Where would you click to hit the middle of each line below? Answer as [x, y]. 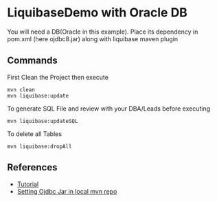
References [32, 167]
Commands [33, 61]
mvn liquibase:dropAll [39, 146]
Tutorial [28, 184]
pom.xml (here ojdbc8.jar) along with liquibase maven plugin [93, 38]
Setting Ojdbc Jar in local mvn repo [67, 191]
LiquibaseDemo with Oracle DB [97, 13]
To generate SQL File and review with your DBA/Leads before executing [109, 109]
